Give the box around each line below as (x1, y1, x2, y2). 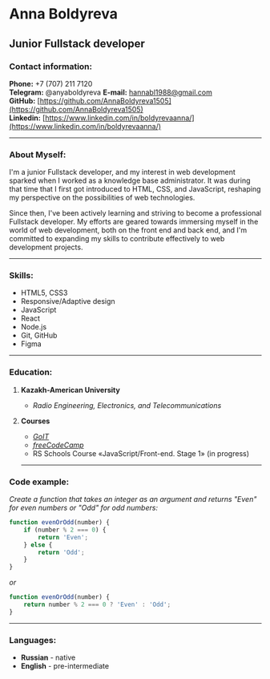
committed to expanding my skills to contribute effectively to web (9, 234, 225, 244)
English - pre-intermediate (20, 661, 110, 671)
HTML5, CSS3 (20, 288, 68, 297)
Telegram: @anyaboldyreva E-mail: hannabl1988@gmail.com (9, 87, 213, 97)
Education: (9, 366, 53, 378)
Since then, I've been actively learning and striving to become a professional (9, 208, 262, 218)
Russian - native (20, 653, 76, 662)
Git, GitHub (20, 330, 58, 341)
